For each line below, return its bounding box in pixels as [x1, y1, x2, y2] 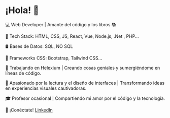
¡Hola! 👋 [5, 5, 39, 16]
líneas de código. [5, 70, 42, 76]
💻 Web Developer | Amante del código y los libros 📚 [5, 21, 117, 27]
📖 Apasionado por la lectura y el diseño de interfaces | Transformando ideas [5, 80, 165, 86]
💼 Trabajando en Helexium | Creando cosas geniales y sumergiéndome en [5, 65, 160, 71]
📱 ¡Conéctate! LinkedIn [5, 107, 53, 113]
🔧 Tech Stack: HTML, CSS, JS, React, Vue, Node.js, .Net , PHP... [5, 33, 139, 39]
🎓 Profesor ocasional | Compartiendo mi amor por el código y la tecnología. [5, 95, 165, 101]
